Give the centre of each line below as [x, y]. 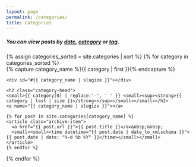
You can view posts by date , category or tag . [63, 42]
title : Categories [29, 23]
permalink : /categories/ [37, 17]
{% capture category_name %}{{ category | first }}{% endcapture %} [91, 70]
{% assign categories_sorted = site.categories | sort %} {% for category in [97, 56]
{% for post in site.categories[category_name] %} [70, 116]
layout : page [22, 12]
